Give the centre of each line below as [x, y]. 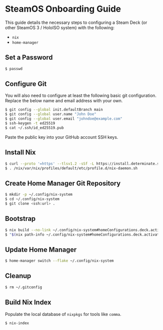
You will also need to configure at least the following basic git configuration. [81, 95]
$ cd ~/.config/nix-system [32, 199]
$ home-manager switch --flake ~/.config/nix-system [59, 261]
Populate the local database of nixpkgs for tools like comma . [63, 314]
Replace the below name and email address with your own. [64, 101]
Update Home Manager [41, 249]
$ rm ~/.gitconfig [24, 287]
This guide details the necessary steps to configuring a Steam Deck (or [76, 22]
